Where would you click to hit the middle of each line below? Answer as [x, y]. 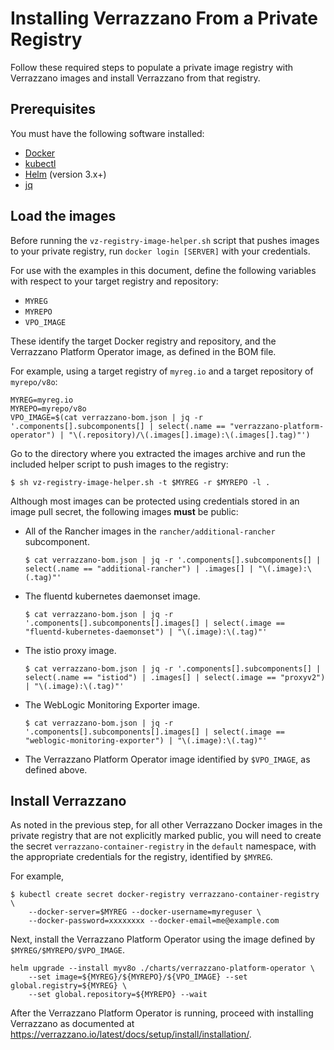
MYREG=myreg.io [42, 400]
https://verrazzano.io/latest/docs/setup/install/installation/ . [131, 1034]
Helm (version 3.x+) [65, 174]
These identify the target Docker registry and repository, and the [143, 341]
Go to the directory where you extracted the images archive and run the [158, 453]
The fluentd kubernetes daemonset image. [112, 596]
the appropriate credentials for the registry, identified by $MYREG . [141, 857]
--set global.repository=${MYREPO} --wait [118, 995]
